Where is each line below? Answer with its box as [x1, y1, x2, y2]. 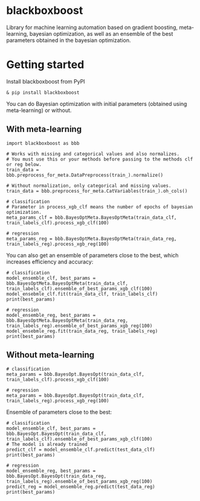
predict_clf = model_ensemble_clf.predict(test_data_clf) [6, 446, 155, 453]
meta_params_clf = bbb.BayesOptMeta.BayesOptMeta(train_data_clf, [6, 214, 177, 221]
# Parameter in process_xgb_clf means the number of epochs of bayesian [6, 204, 193, 210]
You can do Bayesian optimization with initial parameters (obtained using [6, 100, 187, 107]
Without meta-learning [6, 350, 95, 360]
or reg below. [6, 161, 42, 167]
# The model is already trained [6, 441, 88, 447]
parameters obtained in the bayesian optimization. [6, 36, 131, 44]
